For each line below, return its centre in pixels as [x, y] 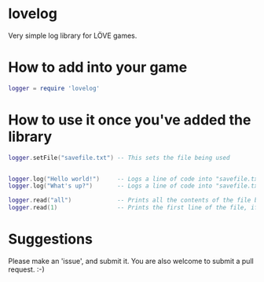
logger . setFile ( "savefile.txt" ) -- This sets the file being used [119, 158]
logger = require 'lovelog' [54, 88]
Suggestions [50, 239]
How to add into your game [98, 67]
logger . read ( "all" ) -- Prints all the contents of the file [130, 200]
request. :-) [26, 269]
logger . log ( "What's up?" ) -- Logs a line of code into [110, 186]
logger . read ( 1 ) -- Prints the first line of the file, [128, 208]
